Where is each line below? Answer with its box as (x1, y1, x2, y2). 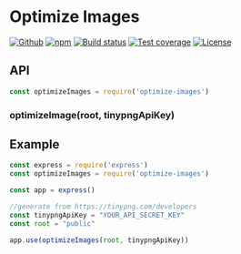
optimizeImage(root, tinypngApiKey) (9, 108, 176, 121)
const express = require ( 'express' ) (9, 161, 148, 170)
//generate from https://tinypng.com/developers (9, 202, 197, 211)
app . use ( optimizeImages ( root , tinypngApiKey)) (9, 235, 189, 245)
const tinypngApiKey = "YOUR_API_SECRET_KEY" (9, 210, 185, 219)
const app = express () (9, 186, 95, 195)
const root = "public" (9, 218, 95, 229)
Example (9, 137, 60, 152)
